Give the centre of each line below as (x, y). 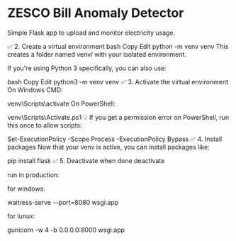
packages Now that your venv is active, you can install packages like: (109, 147)
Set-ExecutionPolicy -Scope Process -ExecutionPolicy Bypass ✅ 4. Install (115, 139)
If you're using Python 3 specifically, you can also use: (87, 68)
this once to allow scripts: (45, 125)
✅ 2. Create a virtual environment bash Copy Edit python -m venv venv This (118, 46)
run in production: (33, 174)
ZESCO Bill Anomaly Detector (96, 13)
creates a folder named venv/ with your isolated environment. (97, 54)
